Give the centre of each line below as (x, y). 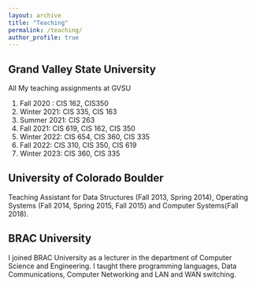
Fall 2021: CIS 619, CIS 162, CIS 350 (77, 129)
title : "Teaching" (38, 23)
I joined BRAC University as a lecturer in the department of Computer (120, 257)
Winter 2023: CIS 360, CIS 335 (70, 153)
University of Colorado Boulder (86, 178)
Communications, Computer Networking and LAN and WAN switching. (122, 274)
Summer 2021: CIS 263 (57, 120)
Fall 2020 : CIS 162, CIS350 (64, 104)
